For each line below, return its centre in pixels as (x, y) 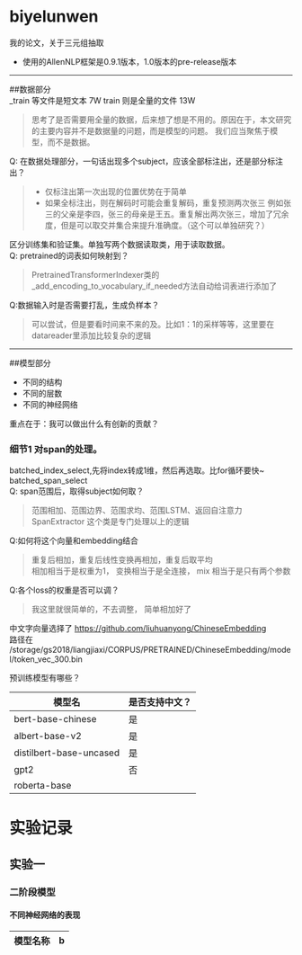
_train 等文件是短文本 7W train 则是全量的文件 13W (102, 100)
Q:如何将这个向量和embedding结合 (74, 540)
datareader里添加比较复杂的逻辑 (91, 335)
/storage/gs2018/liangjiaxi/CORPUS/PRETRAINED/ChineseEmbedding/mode (151, 650)
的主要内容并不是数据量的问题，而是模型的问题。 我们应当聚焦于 (151, 130)
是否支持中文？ (160, 702)
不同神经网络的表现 (45, 915)
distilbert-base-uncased (67, 753)
